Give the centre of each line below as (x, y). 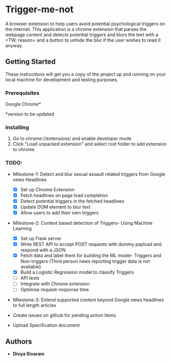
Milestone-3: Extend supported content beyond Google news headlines (88, 300)
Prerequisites (22, 93)
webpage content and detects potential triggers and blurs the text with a (82, 34)
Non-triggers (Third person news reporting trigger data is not (85, 261)
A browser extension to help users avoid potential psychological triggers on (85, 24)
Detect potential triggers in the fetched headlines (72, 201)
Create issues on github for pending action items (64, 315)
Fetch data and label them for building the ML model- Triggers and (91, 256)
